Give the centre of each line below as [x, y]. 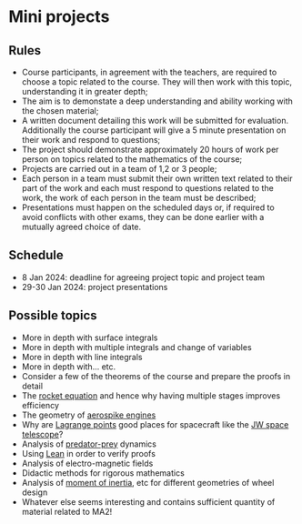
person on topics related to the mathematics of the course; [132, 159]
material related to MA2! [67, 511]
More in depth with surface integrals [90, 338]
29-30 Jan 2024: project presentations [95, 287]
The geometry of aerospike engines [89, 415]
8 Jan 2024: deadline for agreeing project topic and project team [143, 277]
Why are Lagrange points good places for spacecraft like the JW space [155, 424]
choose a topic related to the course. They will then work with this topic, [157, 82]
